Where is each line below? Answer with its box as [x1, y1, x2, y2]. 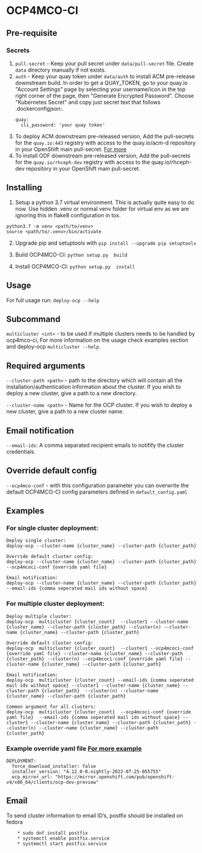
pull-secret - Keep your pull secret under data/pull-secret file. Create [15, 59, 194, 67]
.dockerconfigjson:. [15, 104, 64, 112]
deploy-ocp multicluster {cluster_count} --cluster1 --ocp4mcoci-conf [6, 645, 194, 651]
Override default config [6, 466, 97, 476]
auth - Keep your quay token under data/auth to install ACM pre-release [15, 72, 195, 80]
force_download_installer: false [12, 763, 96, 770]
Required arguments [6, 361, 86, 371]
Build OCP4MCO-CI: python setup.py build [15, 251, 127, 258]
